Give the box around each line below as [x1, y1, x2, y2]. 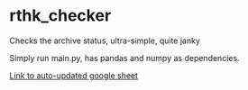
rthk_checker [9, 5, 112, 26]
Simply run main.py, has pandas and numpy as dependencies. [9, 52, 241, 63]
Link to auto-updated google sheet [9, 69, 138, 81]
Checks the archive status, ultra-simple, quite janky [9, 35, 201, 46]
